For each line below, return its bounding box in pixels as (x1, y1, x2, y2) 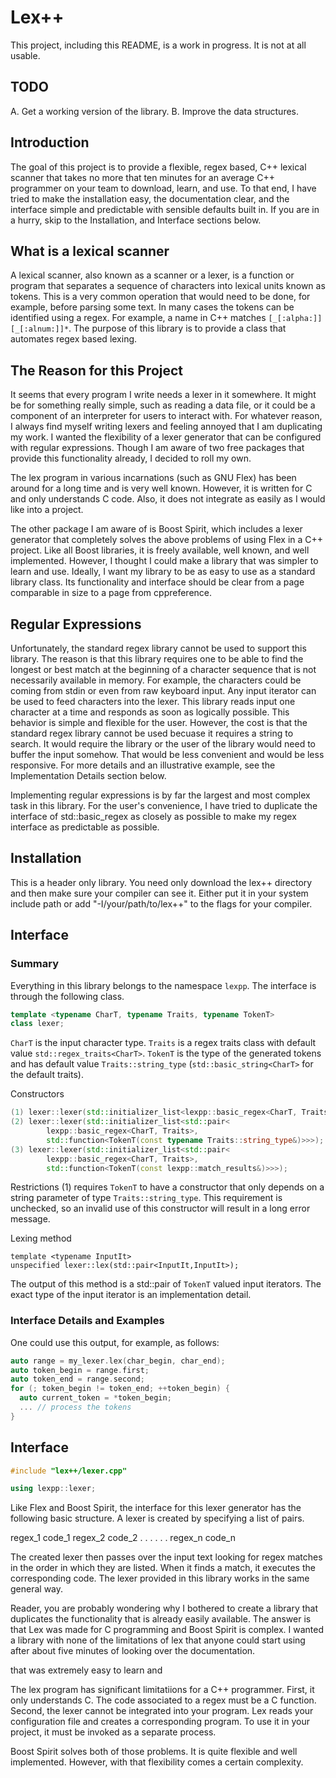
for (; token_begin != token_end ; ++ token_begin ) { (10, 1384, 230, 1394)
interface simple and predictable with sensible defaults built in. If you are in (10, 203, 320, 215)
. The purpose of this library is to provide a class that (68, 322, 287, 335)
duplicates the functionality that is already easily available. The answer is (10, 1613, 312, 1625)
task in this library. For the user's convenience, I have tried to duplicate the (10, 800, 318, 811)
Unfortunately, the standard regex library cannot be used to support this (10, 642, 307, 654)
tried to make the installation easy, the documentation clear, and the (10, 192, 290, 205)
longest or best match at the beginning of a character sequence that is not (10, 664, 317, 675)
